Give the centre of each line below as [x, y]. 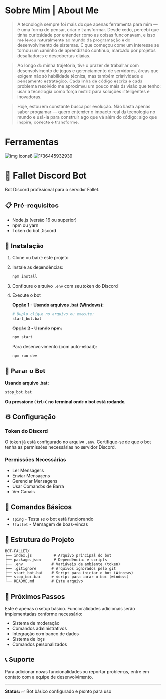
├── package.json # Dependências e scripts [56, 560]
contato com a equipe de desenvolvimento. [49, 677]
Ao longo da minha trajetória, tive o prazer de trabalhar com [78, 65]
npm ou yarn [25, 225]
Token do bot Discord [34, 230]
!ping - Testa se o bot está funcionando [53, 519]
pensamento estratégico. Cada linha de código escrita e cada [80, 81]
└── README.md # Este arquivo [44, 581]
